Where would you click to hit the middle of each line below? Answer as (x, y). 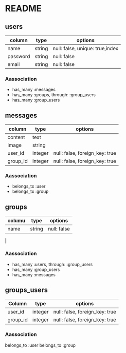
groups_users (26, 290)
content (16, 137)
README (23, 9)
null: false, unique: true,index (86, 48)
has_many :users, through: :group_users (52, 264)
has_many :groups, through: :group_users (54, 95)
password (19, 56)
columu (17, 221)
